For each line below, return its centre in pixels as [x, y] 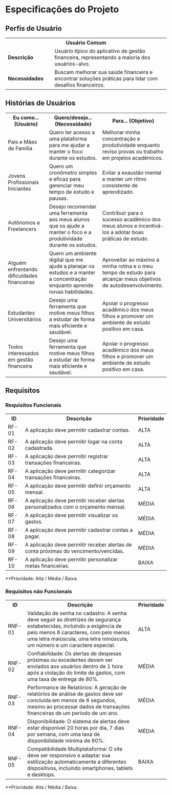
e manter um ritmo [124, 179]
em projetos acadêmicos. [133, 158]
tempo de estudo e [72, 192]
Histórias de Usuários [40, 103]
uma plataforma [68, 138]
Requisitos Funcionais [33, 405]
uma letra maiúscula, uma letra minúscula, [78, 639]
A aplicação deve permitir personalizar [71, 559]
